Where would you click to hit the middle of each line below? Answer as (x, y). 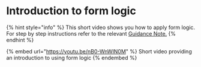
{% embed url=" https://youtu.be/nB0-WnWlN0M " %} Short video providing (99, 51)
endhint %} (20, 40)
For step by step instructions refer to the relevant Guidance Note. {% (91, 33)
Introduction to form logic (71, 11)
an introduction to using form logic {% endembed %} (72, 58)
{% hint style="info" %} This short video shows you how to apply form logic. (101, 27)
